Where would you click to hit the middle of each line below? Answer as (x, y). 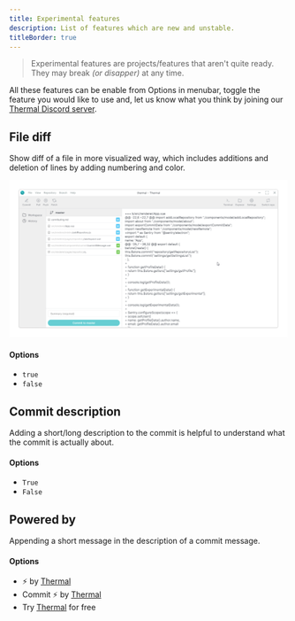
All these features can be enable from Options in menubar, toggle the (135, 90)
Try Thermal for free (59, 608)
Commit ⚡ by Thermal (61, 594)
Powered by (43, 520)
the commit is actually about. (62, 442)
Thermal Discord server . (53, 109)
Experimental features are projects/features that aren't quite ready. (152, 64)
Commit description (65, 411)
